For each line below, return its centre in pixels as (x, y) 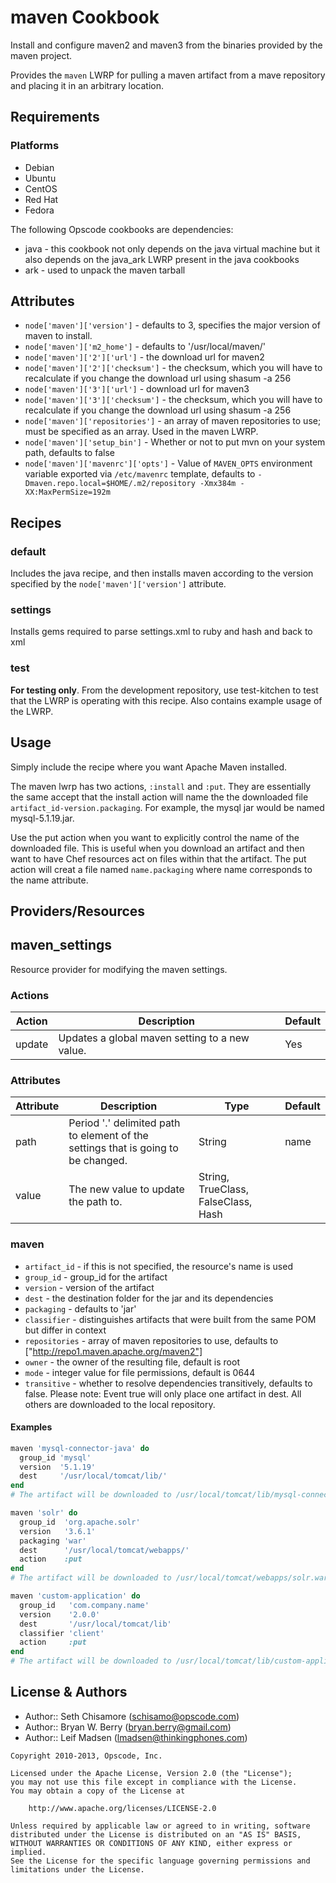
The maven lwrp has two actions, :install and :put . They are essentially (161, 786)
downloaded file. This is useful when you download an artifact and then (157, 848)
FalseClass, (225, 1202)
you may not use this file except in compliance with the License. (154, 1782)
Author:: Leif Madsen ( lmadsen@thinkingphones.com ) (136, 1737)
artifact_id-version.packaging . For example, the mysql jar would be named (167, 807)
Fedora (39, 210)
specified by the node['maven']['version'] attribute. (118, 584)
